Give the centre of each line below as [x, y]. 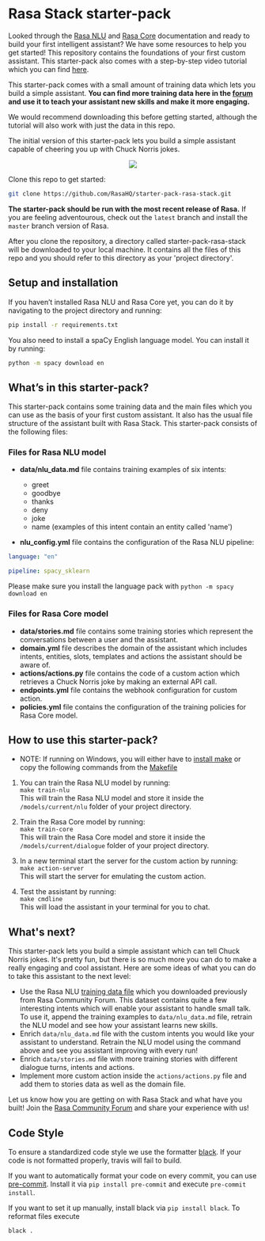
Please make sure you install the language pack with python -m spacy [121, 586]
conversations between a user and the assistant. [99, 639]
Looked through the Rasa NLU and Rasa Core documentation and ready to [129, 36]
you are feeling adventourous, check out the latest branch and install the [128, 217]
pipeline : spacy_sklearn [49, 571]
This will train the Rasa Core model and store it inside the [112, 837]
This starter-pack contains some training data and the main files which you [130, 407]
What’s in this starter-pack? [79, 388]
